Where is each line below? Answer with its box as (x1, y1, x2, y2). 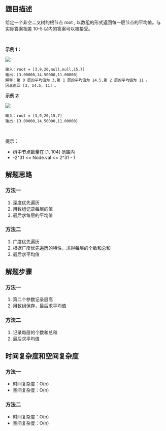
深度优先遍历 (12, 200, 40, 206)
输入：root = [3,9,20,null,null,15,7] (5, 67, 85, 72)
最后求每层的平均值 (12, 212, 53, 218)
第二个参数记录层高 (12, 296, 53, 303)
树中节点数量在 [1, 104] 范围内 (12, 149, 75, 155)
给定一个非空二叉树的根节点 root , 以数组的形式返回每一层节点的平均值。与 (5, 19, 161, 25)
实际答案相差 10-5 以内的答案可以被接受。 (5, 25, 93, 31)
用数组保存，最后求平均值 (12, 303, 67, 309)
